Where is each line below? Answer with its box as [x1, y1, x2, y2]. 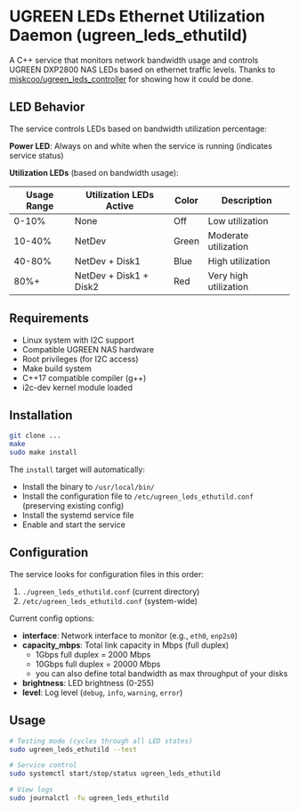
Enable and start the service [21, 519, 126, 530]
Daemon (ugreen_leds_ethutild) [9, 25, 248, 46]
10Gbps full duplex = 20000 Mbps [35, 658, 161, 669]
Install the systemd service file [21, 510, 134, 520]
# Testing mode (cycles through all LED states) [9, 736, 193, 746]
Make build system [21, 363, 92, 374]
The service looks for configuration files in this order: [9, 568, 205, 579]
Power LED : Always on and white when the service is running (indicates [9, 140, 273, 151]
